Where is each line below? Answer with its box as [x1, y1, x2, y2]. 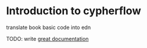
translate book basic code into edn [6, 24, 91, 31]
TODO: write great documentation [6, 35, 89, 42]
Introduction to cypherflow [6, 4, 141, 18]
